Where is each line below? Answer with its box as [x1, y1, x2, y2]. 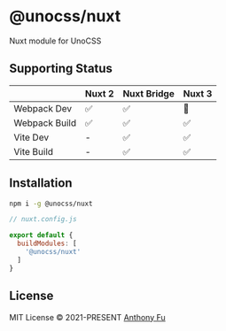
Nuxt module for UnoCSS [9, 35, 102, 46]
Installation [9, 175, 73, 191]
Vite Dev [13, 131, 50, 143]
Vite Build [13, 145, 54, 158]
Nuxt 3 [183, 87, 213, 99]
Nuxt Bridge [122, 87, 175, 99]
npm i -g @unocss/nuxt [9, 199, 93, 208]
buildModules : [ [17, 239, 77, 249]
